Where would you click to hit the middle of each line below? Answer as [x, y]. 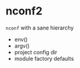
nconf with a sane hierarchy [40, 28]
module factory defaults [44, 58]
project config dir [36, 52]
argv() [22, 46]
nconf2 [24, 11]
